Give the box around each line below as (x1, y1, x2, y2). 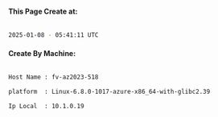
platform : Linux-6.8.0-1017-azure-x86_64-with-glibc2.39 (8, 88, 211, 96)
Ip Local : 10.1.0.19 (8, 103, 84, 111)
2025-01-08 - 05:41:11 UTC (8, 31, 99, 39)
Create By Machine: (8, 48, 76, 58)
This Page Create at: (8, 6, 78, 16)
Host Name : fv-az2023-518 (8, 73, 99, 82)
